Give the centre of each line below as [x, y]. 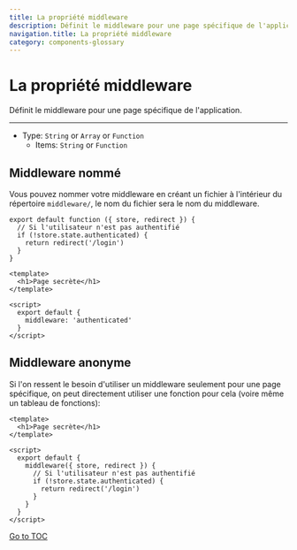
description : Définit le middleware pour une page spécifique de [132, 26]
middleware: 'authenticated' [79, 320]
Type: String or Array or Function [83, 136]
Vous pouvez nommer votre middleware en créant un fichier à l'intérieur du [146, 194]
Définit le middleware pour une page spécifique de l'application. [126, 111]
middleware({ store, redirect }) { [91, 465]
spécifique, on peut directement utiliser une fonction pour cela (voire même [147, 393]
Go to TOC [29, 536]
